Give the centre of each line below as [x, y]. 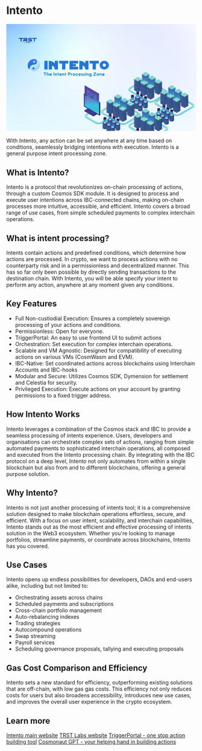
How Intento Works [43, 414]
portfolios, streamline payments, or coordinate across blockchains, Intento [99, 540]
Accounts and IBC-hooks [46, 370]
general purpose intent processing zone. [57, 153]
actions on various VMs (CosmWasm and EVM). [74, 356]
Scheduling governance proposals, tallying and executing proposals [99, 649]
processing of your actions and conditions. [68, 324]
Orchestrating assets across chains [59, 598]
